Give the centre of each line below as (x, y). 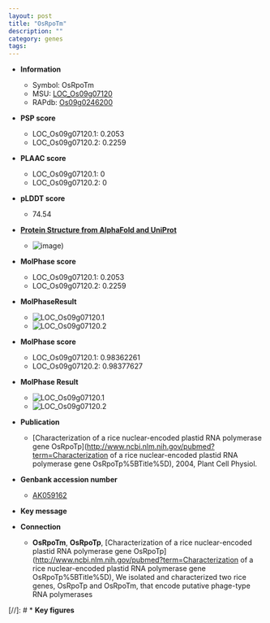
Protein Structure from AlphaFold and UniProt (98, 230)
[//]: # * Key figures (41, 610)
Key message (43, 511)
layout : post (30, 16)
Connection (40, 527)
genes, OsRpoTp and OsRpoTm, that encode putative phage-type (141, 586)
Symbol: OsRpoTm (63, 85)
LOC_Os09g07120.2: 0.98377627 (88, 366)
